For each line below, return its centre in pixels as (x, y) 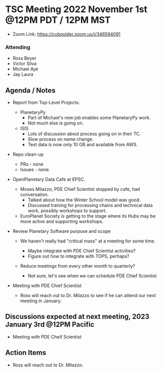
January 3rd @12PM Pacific (50, 325)
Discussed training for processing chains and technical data (90, 205)
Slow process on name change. (60, 139)
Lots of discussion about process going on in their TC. (84, 134)
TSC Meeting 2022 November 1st (76, 9)
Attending (18, 47)
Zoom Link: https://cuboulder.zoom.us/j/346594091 (66, 34)
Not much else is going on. (56, 123)
